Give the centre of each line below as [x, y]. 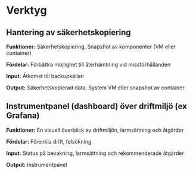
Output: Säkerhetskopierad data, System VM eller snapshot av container [95, 88]
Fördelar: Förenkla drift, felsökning [49, 141]
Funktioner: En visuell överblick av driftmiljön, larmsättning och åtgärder [95, 130]
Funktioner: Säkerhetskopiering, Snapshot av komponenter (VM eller [91, 46]
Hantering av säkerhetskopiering [69, 32]
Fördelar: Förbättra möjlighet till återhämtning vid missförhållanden [88, 64]
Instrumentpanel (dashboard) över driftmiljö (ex [97, 106]
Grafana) [23, 116]
